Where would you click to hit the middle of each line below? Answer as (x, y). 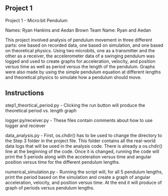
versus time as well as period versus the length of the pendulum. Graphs (80, 66)
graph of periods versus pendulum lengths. (50, 187)
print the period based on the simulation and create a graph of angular (78, 177)
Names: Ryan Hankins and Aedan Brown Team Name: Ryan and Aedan (78, 30)
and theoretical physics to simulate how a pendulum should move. (73, 77)
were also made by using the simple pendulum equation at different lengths (83, 72)
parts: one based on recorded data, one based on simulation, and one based (84, 45)
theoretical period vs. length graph (41, 111)
